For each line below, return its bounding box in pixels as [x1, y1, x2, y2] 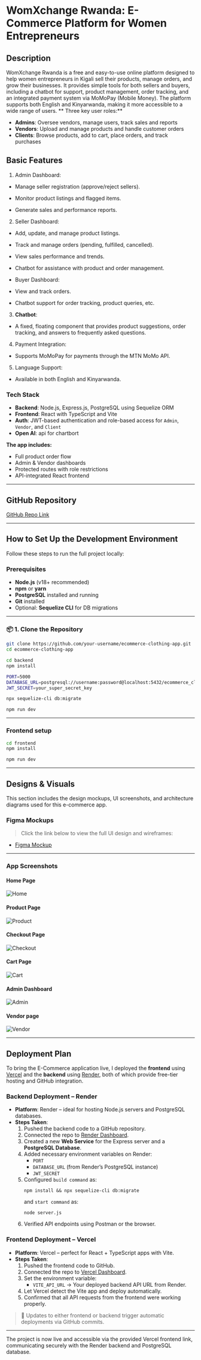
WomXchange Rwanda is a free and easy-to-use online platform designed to [6, 69, 195, 76]
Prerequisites [6, 565, 46, 573]
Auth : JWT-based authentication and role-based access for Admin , [14, 417, 179, 424]
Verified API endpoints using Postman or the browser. [23, 1220, 156, 1228]
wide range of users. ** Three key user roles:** [6, 107, 123, 114]
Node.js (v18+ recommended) [14, 579, 90, 586]
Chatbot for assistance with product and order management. [14, 264, 165, 271]
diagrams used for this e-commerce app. [6, 801, 108, 808]
